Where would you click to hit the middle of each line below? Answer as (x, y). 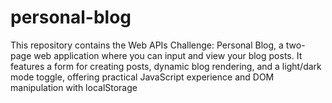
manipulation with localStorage (74, 87)
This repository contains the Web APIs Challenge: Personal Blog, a (147, 45)
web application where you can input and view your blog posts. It (168, 55)
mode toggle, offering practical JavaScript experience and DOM (142, 77)
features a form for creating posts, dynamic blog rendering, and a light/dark (166, 66)
